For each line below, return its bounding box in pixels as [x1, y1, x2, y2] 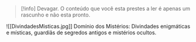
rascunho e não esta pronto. [20, 11, 91, 18]
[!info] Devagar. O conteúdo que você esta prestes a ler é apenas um [20, 5, 191, 12]
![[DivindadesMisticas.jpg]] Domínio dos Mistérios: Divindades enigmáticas [6, 23, 191, 30]
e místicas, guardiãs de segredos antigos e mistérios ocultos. [6, 29, 157, 36]
